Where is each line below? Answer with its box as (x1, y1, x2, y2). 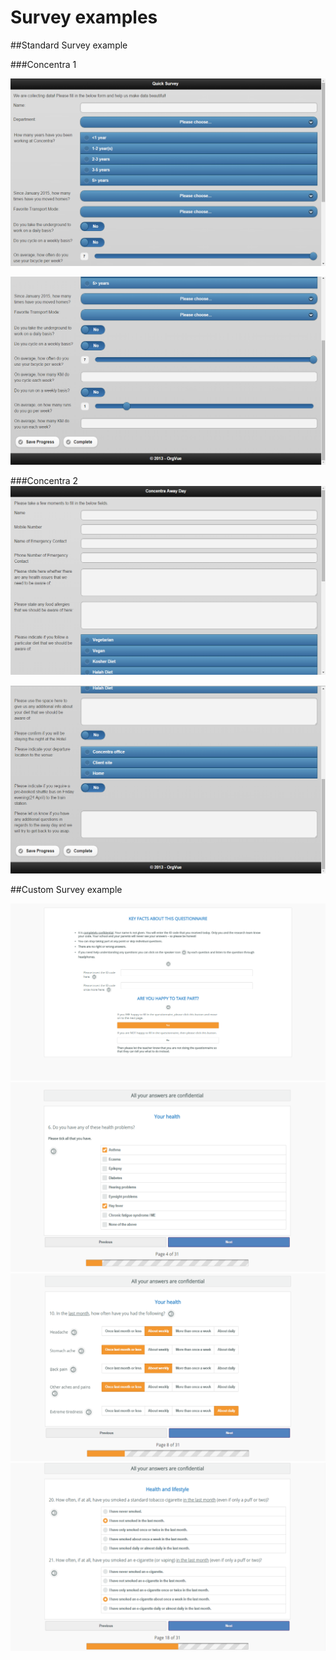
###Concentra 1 (10, 58, 77, 70)
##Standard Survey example (10, 39, 128, 51)
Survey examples (10, 6, 158, 29)
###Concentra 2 (10, 474, 79, 486)
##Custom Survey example (10, 884, 123, 896)
